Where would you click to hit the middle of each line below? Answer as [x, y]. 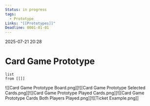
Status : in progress [26, 10]
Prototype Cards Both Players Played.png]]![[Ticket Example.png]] [72, 98]
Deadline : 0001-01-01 [27, 28]
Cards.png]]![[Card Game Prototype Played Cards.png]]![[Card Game [75, 93]
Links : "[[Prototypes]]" [30, 23]
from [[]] [15, 79]
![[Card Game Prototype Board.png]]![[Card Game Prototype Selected [75, 88]
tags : [11, 14]
